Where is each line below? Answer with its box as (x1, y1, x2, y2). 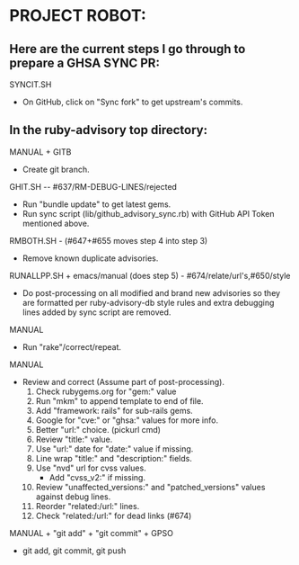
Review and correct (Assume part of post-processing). (22, 376, 225, 387)
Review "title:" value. (35, 434, 113, 444)
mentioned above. (22, 218, 90, 229)
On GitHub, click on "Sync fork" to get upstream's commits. (22, 96, 243, 107)
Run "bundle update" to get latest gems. (22, 199, 171, 210)
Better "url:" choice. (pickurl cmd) (35, 424, 162, 435)
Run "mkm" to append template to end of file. (35, 395, 204, 406)
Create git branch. (22, 164, 90, 175)
